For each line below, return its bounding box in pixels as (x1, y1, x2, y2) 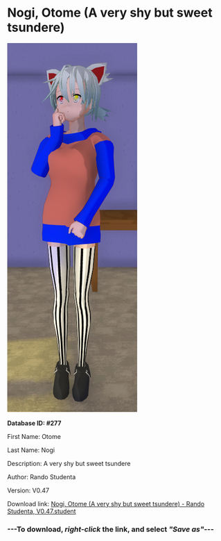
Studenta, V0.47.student (7, 507, 76, 515)
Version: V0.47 (7, 486, 50, 494)
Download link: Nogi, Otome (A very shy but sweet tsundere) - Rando (7, 499, 205, 508)
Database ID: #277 (7, 419, 62, 427)
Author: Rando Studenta (7, 472, 76, 481)
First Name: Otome (7, 432, 61, 440)
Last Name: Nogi (7, 446, 55, 454)
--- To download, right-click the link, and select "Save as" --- (7, 524, 215, 534)
